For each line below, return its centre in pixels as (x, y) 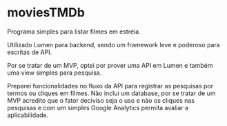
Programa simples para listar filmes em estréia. (74, 32)
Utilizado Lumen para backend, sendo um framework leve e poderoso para (114, 45)
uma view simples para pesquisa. (55, 73)
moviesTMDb (46, 13)
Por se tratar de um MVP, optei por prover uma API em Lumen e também (110, 65)
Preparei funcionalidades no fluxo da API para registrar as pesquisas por (110, 86)
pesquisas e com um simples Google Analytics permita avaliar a (98, 108)
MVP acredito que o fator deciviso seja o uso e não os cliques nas (101, 100)
